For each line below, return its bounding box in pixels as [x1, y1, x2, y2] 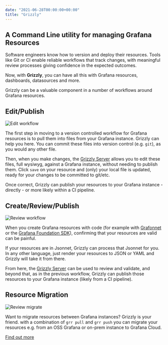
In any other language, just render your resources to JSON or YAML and [5, 250, 154, 256]
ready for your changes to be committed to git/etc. [5, 172, 110, 178]
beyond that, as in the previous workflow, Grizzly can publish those [5, 271, 144, 277]
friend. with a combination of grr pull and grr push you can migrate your [5, 319, 158, 325]
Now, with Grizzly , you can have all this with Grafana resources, [5, 72, 138, 78]
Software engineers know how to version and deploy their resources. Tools [5, 52, 161, 58]
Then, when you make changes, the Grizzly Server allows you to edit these [5, 156, 160, 162]
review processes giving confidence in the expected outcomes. [5, 62, 137, 68]
